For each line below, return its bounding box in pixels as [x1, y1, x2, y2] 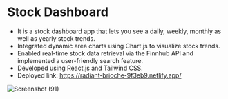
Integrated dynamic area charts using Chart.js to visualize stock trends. [17, 42, 220, 50]
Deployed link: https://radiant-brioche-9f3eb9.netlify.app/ [17, 71, 182, 80]
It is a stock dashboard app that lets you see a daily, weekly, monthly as [17, 27, 222, 35]
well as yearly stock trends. [17, 34, 95, 42]
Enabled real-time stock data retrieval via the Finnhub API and [17, 49, 193, 57]
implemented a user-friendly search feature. [17, 56, 144, 64]
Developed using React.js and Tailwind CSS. [17, 64, 143, 72]
